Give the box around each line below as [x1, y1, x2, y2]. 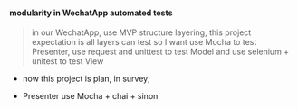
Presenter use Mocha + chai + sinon [22, 91, 159, 102]
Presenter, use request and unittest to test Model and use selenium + [31, 46, 290, 58]
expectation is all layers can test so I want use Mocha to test [31, 37, 257, 48]
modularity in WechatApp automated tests [9, 7, 174, 18]
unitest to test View [31, 56, 104, 67]
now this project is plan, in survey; [22, 73, 151, 85]
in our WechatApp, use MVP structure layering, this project [31, 27, 252, 38]
